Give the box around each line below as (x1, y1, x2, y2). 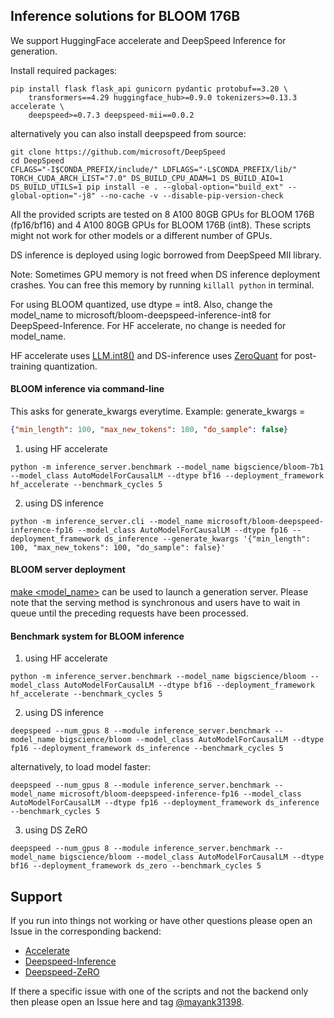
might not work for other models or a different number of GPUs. (10, 229, 273, 241)
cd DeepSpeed (10, 155, 65, 166)
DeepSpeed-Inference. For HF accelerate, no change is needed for (10, 319, 287, 331)
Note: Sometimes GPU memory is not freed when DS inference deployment (10, 268, 321, 280)
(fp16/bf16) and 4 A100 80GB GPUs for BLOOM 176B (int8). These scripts (10, 219, 312, 231)
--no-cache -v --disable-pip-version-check (99, 190, 284, 201)
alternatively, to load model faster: (10, 761, 152, 773)
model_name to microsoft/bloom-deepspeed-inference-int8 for (10, 309, 272, 321)
